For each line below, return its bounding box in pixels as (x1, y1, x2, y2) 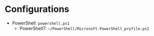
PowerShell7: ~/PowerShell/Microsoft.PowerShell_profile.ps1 (19, 25, 149, 31)
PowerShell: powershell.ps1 (12, 20, 70, 26)
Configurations (5, 3, 69, 15)
